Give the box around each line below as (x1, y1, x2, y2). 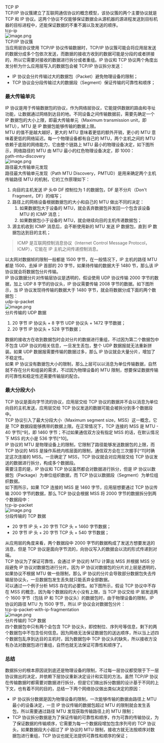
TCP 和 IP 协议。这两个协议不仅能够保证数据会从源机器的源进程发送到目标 (5, 16, 154, 22)
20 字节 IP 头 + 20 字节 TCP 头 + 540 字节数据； (12, 529, 110, 535)
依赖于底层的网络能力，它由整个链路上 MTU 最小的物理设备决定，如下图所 (5, 142, 154, 148)
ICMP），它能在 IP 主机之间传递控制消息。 (17, 246, 101, 252)
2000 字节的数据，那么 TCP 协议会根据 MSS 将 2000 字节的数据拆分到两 (10, 490, 157, 496)
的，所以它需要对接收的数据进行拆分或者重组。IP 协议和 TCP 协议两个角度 (5, 57, 154, 63)
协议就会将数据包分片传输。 (5, 269, 61, 275)
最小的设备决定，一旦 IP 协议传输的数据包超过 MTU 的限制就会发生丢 (12, 702, 151, 708)
